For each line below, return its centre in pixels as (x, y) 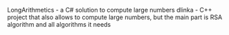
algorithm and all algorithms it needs (59, 24)
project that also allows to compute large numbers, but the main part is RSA (115, 17)
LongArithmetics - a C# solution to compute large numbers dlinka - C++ (110, 10)
